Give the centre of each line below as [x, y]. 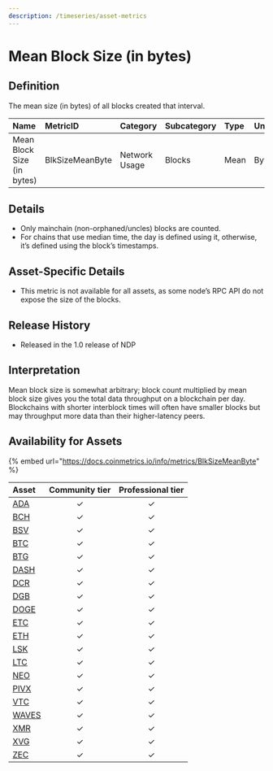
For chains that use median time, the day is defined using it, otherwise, [139, 237]
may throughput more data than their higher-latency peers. [107, 416]
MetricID [62, 125]
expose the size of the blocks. [71, 300]
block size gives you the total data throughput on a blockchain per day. [127, 399]
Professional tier [152, 490]
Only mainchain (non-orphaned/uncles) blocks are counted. [120, 229]
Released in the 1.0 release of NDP [78, 345]
